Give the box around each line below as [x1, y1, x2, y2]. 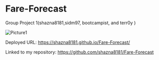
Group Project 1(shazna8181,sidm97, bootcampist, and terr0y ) [5, 20, 136, 26]
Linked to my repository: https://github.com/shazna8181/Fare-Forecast [5, 49, 154, 55]
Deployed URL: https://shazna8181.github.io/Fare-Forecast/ [5, 39, 130, 45]
